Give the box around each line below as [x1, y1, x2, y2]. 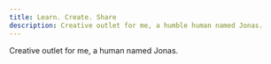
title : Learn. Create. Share [9, 12, 117, 22]
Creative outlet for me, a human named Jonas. [9, 45, 179, 55]
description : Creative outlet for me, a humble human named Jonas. [9, 21, 264, 30]
